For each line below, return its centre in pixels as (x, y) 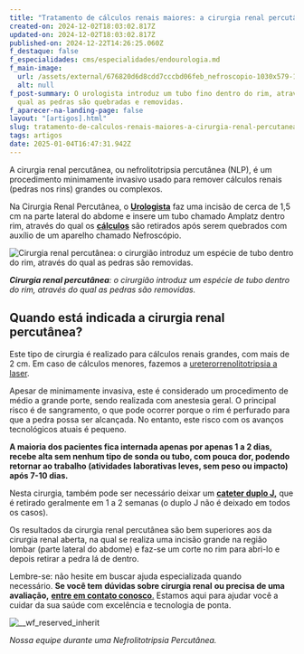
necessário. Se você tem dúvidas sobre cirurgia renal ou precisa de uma (147, 585)
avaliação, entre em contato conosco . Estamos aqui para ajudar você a (144, 595)
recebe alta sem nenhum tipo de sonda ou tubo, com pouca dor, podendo (150, 456)
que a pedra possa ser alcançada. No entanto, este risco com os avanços (147, 419)
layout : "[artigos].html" (58, 118)
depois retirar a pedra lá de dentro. (75, 558)
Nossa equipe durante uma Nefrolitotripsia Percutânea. (113, 640)
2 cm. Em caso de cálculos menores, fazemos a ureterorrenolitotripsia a (143, 364)
